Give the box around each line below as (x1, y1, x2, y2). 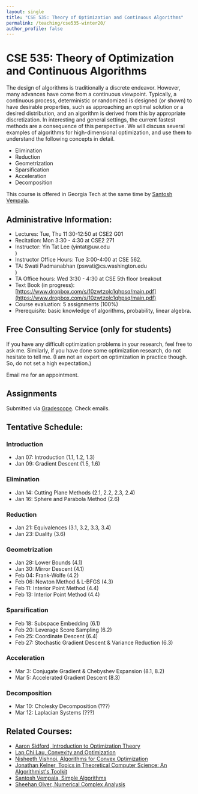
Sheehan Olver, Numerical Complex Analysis (14, 780, 125, 788)
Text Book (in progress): (14, 282, 75, 289)
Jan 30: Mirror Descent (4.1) (14, 565, 85, 573)
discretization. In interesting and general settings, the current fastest (6, 116, 176, 123)
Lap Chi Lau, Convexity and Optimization (14, 748, 116, 756)
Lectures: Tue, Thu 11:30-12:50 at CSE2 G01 (14, 230, 124, 238)
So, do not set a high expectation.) (6, 359, 92, 367)
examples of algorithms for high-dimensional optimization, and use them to (6, 129, 192, 136)
